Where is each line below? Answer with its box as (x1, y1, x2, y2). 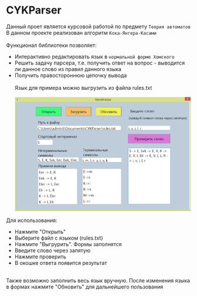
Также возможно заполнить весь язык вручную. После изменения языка (6, 277, 191, 284)
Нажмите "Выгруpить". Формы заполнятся (14, 240, 122, 247)
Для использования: (6, 217, 57, 224)
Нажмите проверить (14, 253, 66, 260)
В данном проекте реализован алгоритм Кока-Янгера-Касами (6, 29, 157, 36)
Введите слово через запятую (14, 247, 91, 254)
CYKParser (6, 4, 62, 17)
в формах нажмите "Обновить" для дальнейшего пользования (6, 283, 163, 290)
